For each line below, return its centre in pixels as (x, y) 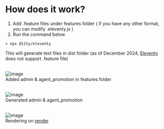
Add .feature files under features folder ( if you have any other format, (86, 23)
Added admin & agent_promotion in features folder (58, 79)
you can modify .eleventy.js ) (43, 29)
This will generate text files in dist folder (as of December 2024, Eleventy (82, 53)
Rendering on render (27, 120)
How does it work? (45, 9)
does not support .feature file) (37, 58)
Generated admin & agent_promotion (44, 100)
